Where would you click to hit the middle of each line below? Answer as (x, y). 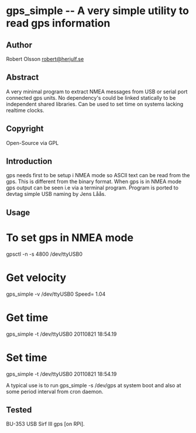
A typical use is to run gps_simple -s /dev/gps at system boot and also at (94, 385)
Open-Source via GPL (32, 143)
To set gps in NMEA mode (70, 238)
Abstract (23, 77)
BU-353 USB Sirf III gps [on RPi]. (45, 424)
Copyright (25, 129)
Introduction (29, 162)
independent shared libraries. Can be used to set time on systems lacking (95, 104)
